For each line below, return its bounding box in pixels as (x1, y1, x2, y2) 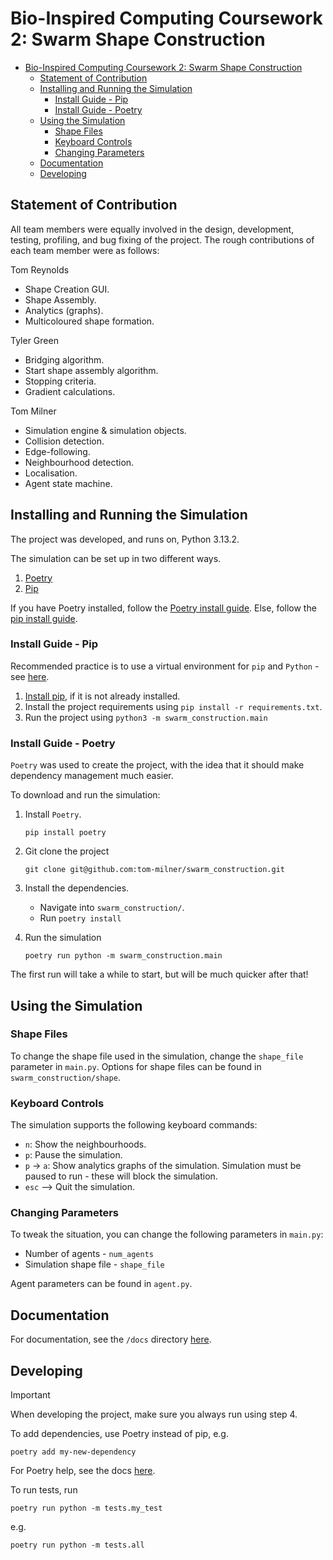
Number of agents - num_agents (24, 1248, 154, 1260)
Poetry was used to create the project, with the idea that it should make (10, 759, 305, 771)
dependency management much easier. (10, 770, 174, 782)
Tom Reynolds (10, 263, 70, 276)
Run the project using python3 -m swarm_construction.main (24, 711, 268, 723)
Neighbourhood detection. (24, 456, 135, 468)
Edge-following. (24, 445, 91, 457)
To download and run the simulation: (10, 789, 161, 801)
